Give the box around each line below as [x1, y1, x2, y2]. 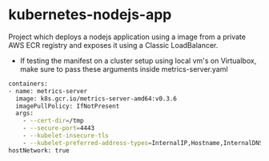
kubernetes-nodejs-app [8, 6, 172, 24]
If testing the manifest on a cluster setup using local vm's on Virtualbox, [19, 56, 257, 65]
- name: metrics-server [8, 87, 88, 95]
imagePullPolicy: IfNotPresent [15, 102, 120, 110]
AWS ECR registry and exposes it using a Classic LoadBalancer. [8, 40, 219, 49]
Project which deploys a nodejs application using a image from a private [8, 32, 247, 41]
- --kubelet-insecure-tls [22, 132, 110, 140]
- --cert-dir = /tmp [22, 117, 84, 125]
